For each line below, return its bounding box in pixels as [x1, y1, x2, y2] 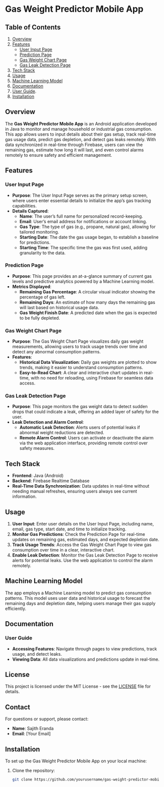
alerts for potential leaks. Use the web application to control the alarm [12, 557, 153, 563]
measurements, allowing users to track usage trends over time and [12, 344, 147, 350]
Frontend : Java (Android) [12, 473, 64, 479]
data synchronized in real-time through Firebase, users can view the [5, 142, 143, 147]
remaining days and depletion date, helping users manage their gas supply [5, 600, 156, 606]
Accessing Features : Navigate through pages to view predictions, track [12, 645, 157, 652]
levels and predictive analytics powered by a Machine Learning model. [12, 278, 155, 284]
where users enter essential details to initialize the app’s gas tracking [12, 198, 151, 204]
